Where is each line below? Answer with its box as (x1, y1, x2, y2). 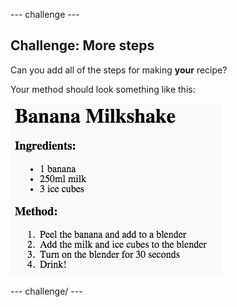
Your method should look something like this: (10, 83, 196, 95)
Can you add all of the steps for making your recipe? (10, 64, 228, 76)
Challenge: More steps (10, 37, 155, 54)
